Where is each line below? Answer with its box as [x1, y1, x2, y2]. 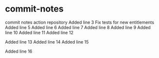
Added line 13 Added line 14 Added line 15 [5, 39, 89, 44]
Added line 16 [5, 48, 33, 54]
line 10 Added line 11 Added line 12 [5, 29, 74, 35]
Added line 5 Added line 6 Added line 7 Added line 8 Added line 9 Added [5, 24, 151, 30]
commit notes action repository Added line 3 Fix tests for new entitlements [5, 19, 155, 25]
